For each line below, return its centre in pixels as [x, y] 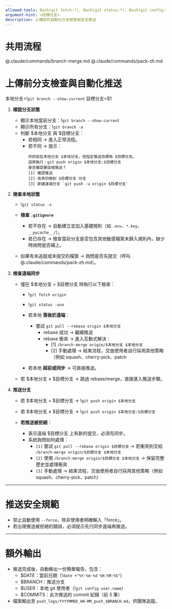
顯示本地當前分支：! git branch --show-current [70, 121]
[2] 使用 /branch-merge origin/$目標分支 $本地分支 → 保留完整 [100, 458]
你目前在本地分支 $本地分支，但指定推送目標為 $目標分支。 [82, 157]
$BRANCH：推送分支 [42, 582]
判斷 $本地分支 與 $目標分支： [52, 133]
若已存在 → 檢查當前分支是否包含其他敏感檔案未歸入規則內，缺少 [96, 239]
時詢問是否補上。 [46, 245]
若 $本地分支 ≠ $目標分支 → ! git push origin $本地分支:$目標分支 [88, 411]
